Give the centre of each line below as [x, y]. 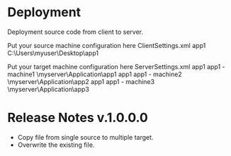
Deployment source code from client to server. [75, 32]
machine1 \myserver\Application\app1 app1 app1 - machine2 [95, 74]
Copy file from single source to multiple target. [85, 137]
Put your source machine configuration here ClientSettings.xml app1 [107, 45]
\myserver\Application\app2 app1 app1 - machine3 [81, 81]
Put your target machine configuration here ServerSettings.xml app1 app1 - [116, 66]
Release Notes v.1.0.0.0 [78, 118]
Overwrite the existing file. [56, 145]
